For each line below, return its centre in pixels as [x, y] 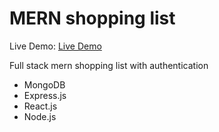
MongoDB [44, 84]
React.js [40, 106]
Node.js [40, 116]
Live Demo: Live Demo [55, 46]
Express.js [45, 95]
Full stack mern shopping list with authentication [109, 65]
